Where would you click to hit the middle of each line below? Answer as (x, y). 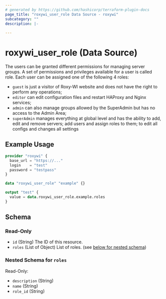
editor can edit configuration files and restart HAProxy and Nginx (79, 97)
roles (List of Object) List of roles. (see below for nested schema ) (79, 247)
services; (22, 103)
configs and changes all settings (46, 129)
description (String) (33, 281)
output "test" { (22, 192)
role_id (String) (28, 291)
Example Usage (30, 145)
